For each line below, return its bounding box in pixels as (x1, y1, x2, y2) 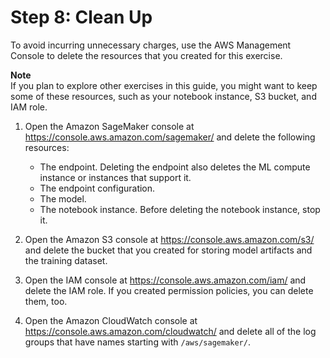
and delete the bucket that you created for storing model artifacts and (24, 244, 313, 256)
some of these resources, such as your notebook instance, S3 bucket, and (10, 90, 317, 102)
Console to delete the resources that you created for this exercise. (10, 49, 283, 61)
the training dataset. (24, 254, 108, 266)
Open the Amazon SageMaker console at (24, 120, 195, 132)
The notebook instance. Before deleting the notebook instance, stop (39, 203, 321, 215)
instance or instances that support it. (39, 171, 192, 183)
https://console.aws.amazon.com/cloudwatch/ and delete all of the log (24, 325, 317, 337)
